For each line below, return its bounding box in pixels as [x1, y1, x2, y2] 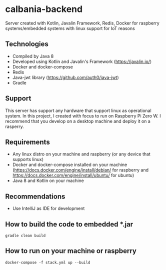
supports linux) [12, 156, 44, 162]
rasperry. [5, 123, 24, 129]
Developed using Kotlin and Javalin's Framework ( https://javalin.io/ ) [12, 58, 152, 64]
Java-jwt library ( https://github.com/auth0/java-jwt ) [12, 74, 119, 80]
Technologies [5, 40, 49, 48]
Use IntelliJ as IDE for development [12, 205, 85, 211]
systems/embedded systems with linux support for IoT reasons [5, 25, 135, 31]
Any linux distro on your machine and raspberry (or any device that [12, 151, 151, 157]
